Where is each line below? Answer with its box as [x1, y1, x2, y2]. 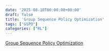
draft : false [5, 12, 33, 17]
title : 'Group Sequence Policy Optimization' [5, 17, 104, 22]
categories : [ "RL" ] [5, 26, 47, 31]
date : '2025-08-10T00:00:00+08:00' [5, 7, 82, 13]
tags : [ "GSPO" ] [5, 21, 38, 27]
